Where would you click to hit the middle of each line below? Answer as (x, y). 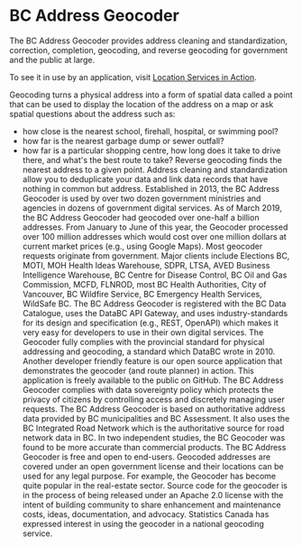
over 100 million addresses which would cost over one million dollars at (154, 236)
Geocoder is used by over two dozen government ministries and (142, 198)
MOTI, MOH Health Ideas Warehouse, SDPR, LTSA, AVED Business (146, 265)
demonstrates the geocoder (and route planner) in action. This (138, 370)
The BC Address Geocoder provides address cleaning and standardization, (149, 41)
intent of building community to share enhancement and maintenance (151, 505)
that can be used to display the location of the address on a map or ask (142, 104)
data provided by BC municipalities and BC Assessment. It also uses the (156, 418)
